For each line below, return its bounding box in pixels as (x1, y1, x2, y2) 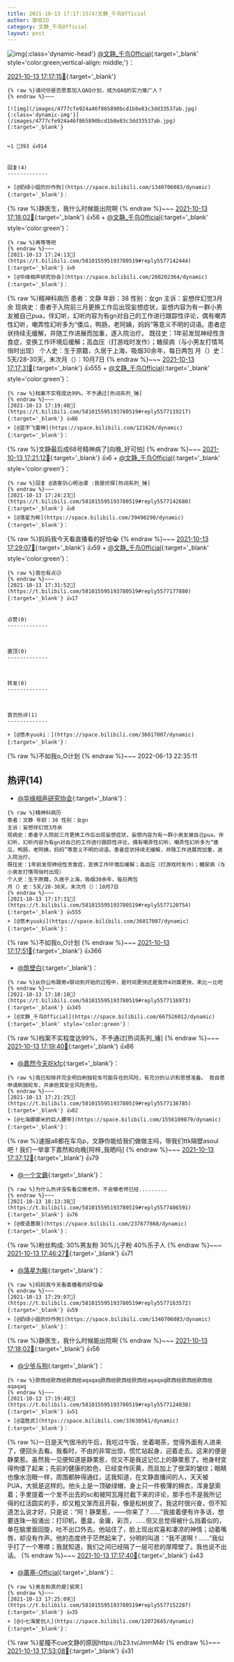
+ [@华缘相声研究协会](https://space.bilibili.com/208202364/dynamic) (7, 273, 208, 281)
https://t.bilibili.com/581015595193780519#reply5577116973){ (7, 997, 192, 1004)
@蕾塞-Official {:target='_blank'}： (17, 1569, 116, 1577)
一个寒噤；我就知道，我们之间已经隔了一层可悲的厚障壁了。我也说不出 (25, 1543, 227, 1551)
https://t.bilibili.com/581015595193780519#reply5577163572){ (7, 1300, 192, 1307)
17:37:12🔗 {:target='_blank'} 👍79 (7, 1154, 100, 1162)
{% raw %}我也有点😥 (7, 570, 62, 577)
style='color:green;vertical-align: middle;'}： (7, 59, 135, 67)
